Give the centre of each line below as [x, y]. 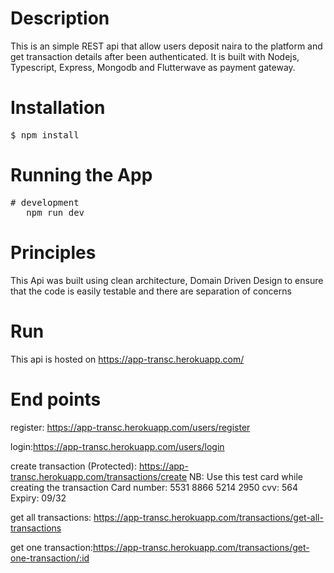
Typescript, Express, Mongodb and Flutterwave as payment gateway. [153, 67]
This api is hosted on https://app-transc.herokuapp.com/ [127, 359]
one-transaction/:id [50, 558]
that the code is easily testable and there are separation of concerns [151, 291]
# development [45, 202]
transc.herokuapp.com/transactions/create [99, 476]
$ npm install [45, 135]
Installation [58, 108]
